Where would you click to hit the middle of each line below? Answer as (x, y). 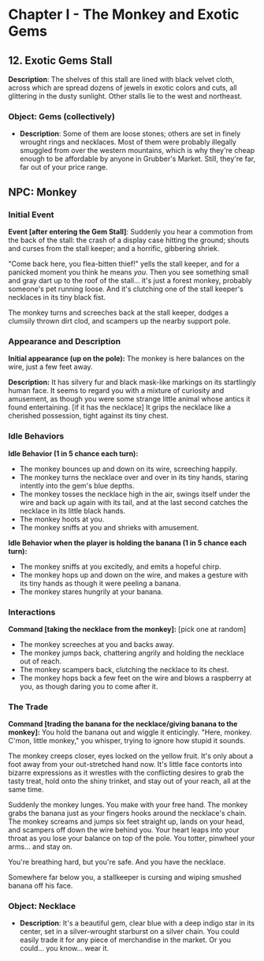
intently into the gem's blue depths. (77, 485)
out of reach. (41, 661)
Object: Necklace (42, 907)
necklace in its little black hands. (73, 510)
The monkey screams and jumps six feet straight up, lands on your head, (126, 821)
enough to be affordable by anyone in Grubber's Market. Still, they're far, (138, 159)
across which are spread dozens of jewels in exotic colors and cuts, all (123, 88)
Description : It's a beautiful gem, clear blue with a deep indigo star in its (137, 923)
